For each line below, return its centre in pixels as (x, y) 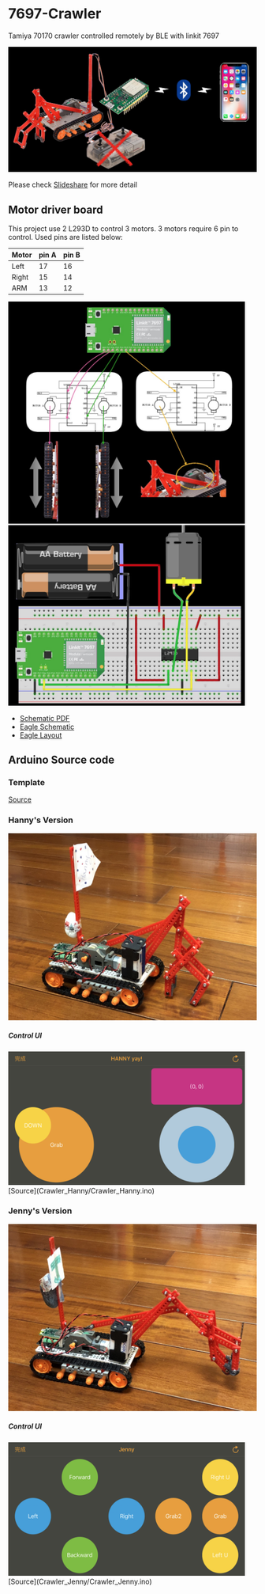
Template (27, 782)
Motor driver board (56, 209)
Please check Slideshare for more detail (73, 185)
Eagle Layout (41, 735)
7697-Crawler (55, 14)
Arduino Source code (62, 759)
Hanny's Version (41, 820)
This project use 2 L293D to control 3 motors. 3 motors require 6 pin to (123, 229)
